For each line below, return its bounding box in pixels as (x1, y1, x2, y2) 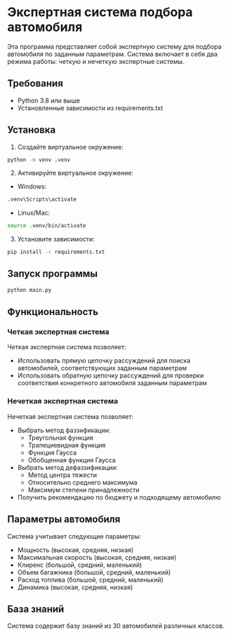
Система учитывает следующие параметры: (7, 532, 142, 540)
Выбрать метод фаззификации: (17, 426, 111, 434)
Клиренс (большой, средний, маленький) (17, 561, 143, 569)
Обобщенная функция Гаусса (27, 455, 116, 464)
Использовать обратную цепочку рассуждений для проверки (17, 371, 204, 380)
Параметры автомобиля (7, 514, 121, 525)
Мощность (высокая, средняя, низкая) (17, 545, 134, 554)
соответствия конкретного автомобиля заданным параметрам (17, 379, 207, 387)
